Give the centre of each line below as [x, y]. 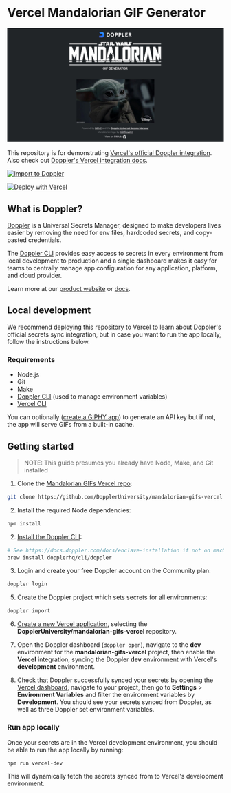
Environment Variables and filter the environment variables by [106, 695]
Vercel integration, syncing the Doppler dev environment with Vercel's [117, 659]
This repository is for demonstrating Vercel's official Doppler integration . [110, 153]
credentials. [45, 240]
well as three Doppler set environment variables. [86, 710]
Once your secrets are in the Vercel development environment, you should [112, 742]
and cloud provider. [35, 275]
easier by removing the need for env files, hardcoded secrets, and [101, 233]
